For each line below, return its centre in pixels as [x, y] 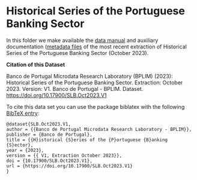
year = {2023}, [25, 150]
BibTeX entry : [23, 113]
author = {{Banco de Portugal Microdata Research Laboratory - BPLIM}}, [99, 129]
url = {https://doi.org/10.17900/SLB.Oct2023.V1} [70, 166]
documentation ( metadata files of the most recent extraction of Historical [97, 47]
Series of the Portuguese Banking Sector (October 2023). [77, 53]
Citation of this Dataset [36, 65]
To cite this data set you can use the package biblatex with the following [95, 106]
